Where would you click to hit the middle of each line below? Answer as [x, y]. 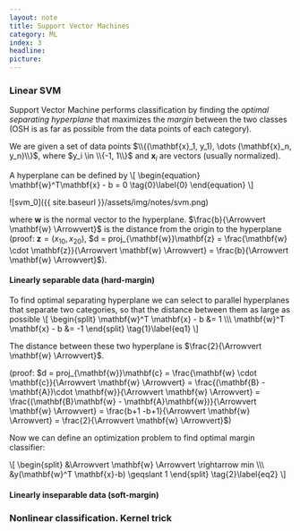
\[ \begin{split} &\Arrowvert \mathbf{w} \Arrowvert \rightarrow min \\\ [137, 465]
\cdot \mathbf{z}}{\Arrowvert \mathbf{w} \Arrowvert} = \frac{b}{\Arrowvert [149, 250]
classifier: [27, 448]
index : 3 [26, 43]
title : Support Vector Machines [69, 26]
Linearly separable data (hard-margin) [82, 280]
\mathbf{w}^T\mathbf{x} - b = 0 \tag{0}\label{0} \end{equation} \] [132, 185]
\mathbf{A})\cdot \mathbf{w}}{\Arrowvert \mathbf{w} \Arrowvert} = [135, 392]
